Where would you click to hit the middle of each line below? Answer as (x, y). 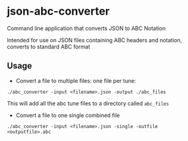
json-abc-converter (58, 11)
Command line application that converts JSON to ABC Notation (86, 28)
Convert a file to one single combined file (68, 115)
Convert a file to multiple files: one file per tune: (76, 80)
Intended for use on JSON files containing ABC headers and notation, (95, 40)
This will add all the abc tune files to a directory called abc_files (88, 103)
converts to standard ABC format (49, 47)
